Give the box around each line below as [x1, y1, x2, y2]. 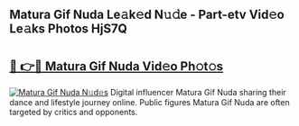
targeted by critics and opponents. [9, 107, 138, 117]
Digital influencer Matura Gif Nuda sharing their [109, 87, 286, 97]
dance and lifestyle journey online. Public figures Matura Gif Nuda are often [9, 97, 291, 107]
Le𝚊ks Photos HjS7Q [9, 22, 128, 37]
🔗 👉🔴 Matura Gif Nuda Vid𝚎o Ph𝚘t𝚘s [9, 58, 224, 74]
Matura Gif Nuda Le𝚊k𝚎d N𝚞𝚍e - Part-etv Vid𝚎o [9, 7, 285, 22]
